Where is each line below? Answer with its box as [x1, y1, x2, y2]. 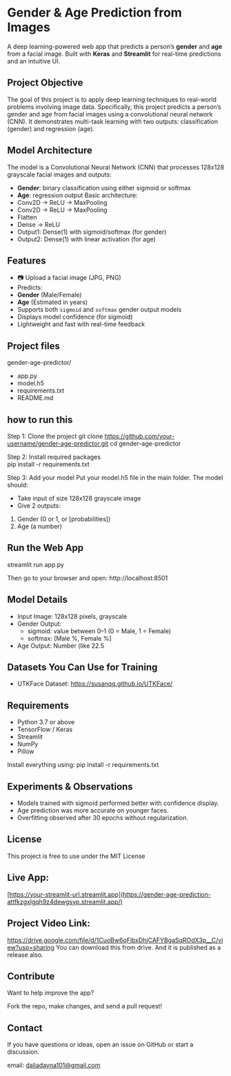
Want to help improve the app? [7, 988, 94, 997]
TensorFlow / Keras [17, 726, 73, 734]
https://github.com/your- [104, 432, 175, 440]
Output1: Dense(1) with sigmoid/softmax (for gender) [17, 228, 167, 236]
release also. [7, 950, 43, 959]
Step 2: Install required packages [7, 453, 101, 461]
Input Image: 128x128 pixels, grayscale [17, 612, 128, 620]
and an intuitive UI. [7, 57, 61, 65]
